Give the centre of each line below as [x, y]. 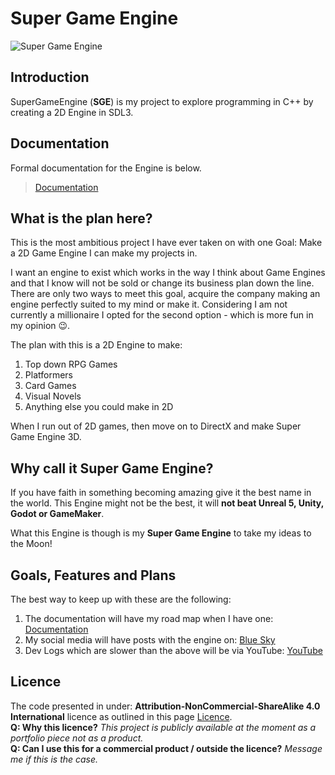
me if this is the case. [54, 759]
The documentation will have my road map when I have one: [149, 618]
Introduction [50, 77]
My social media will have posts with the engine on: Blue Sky [150, 640]
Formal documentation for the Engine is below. [106, 168]
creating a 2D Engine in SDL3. [72, 112]
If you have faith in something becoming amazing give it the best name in [161, 493]
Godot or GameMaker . [57, 514]
